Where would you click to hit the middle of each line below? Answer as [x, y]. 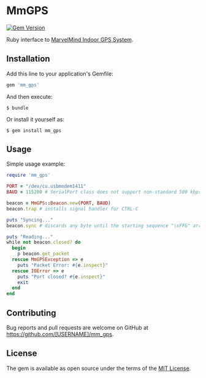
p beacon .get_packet [44, 254]
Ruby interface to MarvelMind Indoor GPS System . [70, 39]
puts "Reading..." [30, 237]
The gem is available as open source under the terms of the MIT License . [99, 368]
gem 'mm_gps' [23, 85]
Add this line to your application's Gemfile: [60, 74]
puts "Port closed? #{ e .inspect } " [61, 277]
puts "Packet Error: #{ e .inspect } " [63, 265]
